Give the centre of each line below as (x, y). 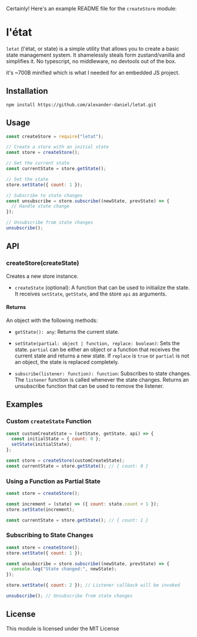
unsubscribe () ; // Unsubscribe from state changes (69, 596)
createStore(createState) (43, 263)
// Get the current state (38, 163)
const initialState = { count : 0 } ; (56, 439)
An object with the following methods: (52, 320)
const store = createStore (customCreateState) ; (66, 461)
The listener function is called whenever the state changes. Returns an (102, 379)
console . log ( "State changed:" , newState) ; (64, 569)
